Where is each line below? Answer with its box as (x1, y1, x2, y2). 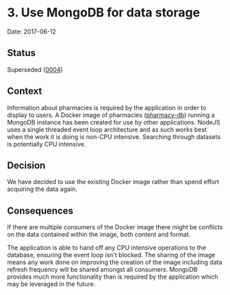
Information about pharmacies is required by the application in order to (7, 103, 207, 112)
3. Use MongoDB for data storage (7, 5, 201, 21)
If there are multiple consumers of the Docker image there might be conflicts (7, 223, 223, 231)
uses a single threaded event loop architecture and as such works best (7, 125, 207, 133)
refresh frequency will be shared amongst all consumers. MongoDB (7, 266, 198, 274)
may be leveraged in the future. (7, 280, 96, 288)
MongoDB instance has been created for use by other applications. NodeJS (7, 118, 220, 126)
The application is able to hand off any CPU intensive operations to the (7, 244, 207, 252)
